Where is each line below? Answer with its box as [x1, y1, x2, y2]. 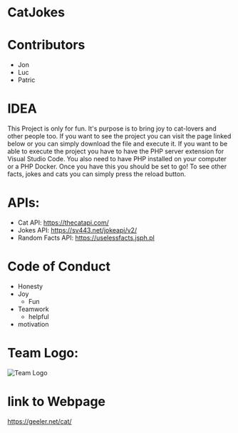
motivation [17, 320, 49, 328]
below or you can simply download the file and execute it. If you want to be [7, 140, 228, 148]
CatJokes [7, 4, 66, 21]
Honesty [17, 282, 43, 290]
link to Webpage [7, 394, 105, 410]
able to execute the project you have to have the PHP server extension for [7, 147, 224, 156]
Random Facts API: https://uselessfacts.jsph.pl [17, 233, 155, 242]
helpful [28, 312, 49, 321]
